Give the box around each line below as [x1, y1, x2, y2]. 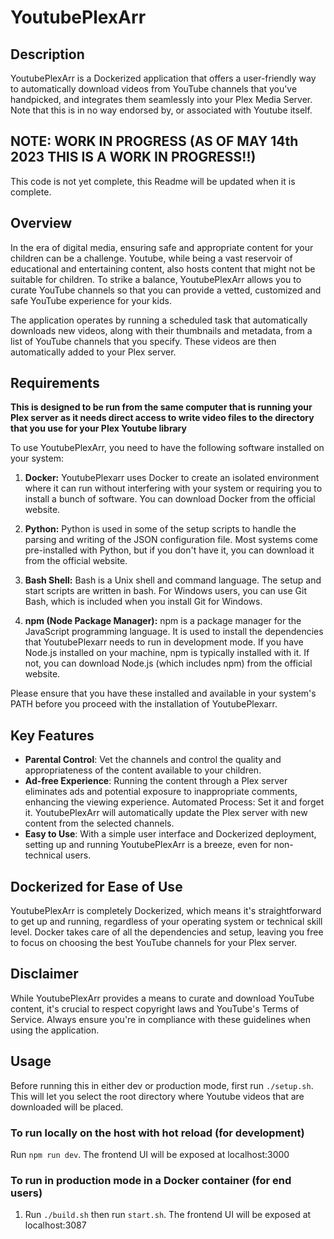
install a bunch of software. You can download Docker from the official [24, 493, 316, 505]
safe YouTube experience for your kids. [10, 294, 172, 306]
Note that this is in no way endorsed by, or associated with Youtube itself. [10, 104, 313, 116]
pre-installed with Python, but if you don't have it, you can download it [24, 544, 315, 556]
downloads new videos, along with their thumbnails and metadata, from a [10, 324, 313, 336]
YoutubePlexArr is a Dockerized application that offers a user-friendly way [10, 72, 317, 84]
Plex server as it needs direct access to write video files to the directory [10, 412, 315, 424]
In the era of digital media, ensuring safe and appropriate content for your [10, 241, 314, 253]
